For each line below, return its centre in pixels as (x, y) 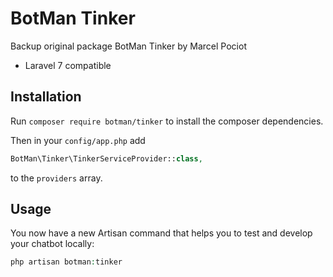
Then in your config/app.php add (78, 140)
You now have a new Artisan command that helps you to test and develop (161, 233)
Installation (46, 97)
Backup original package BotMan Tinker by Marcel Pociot (128, 46)
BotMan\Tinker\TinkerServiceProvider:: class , (106, 158)
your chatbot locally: (52, 244)
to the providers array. (56, 178)
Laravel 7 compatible (68, 65)
